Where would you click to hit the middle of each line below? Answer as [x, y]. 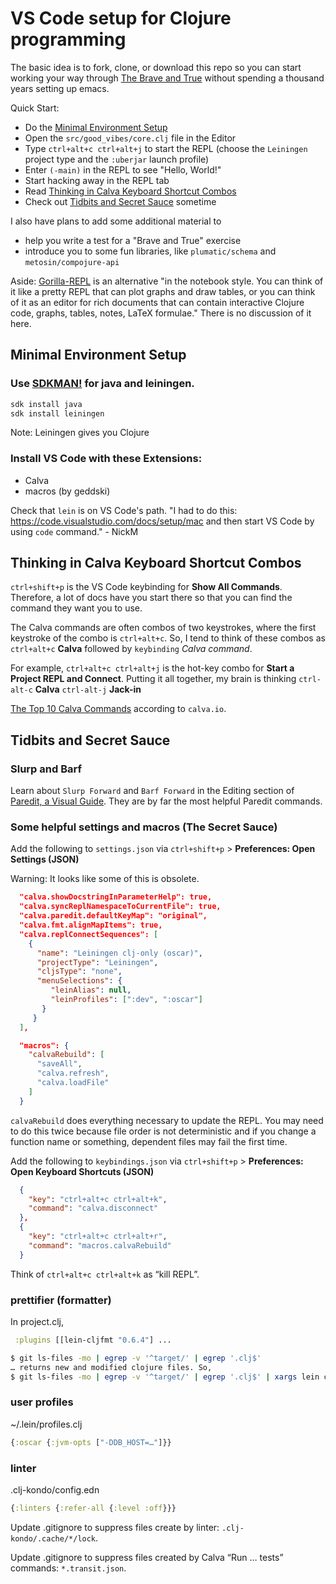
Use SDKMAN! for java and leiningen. [102, 384]
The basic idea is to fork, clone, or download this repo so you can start [156, 67]
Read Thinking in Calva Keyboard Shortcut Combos [130, 191]
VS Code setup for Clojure [121, 18]
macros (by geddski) [67, 491]
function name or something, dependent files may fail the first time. [149, 1141]
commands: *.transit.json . [68, 1568]
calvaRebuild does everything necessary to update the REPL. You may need [167, 1120]
